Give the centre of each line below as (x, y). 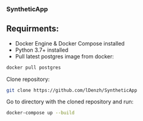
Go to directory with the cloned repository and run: (70, 102)
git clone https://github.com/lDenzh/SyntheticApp (72, 90)
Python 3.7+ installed (42, 50)
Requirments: (33, 29)
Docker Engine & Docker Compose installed (70, 43)
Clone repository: (28, 79)
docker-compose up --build (40, 113)
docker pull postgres (34, 67)
